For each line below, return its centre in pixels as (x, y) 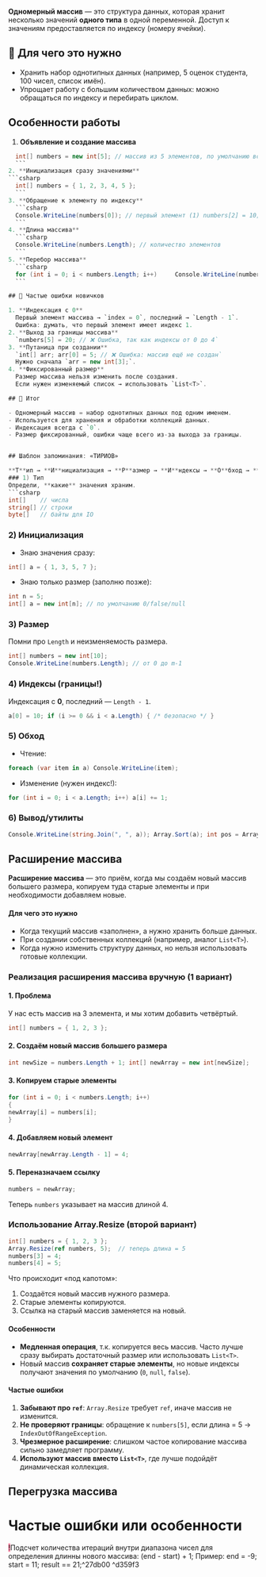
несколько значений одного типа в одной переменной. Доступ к (119, 20)
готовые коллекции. (53, 956)
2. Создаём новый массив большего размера (88, 1046)
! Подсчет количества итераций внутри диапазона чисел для (111, 1548)
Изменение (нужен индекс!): (68, 783)
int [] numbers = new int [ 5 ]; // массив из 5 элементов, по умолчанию (132, 156)
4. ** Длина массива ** (44, 230)
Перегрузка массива (63, 1492)
